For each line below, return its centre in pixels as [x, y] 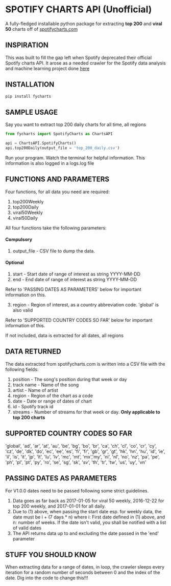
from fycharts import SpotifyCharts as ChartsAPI [59, 134]
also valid [23, 310]
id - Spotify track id [33, 406]
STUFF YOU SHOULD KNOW [51, 554]
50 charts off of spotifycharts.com [42, 29]
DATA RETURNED [33, 352]
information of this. [25, 326]
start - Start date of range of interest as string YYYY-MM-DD [77, 274]
